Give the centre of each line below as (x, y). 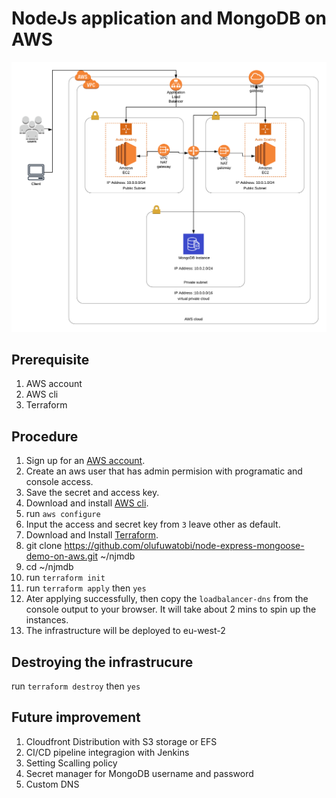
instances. (47, 620)
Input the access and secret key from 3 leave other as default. (153, 524)
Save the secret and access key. (92, 493)
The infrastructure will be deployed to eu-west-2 (125, 631)
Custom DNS (52, 784)
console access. (59, 482)
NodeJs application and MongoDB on (169, 18)
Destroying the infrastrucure (102, 662)
